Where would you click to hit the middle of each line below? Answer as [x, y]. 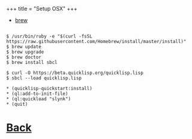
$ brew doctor [24, 57]
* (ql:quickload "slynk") [38, 99]
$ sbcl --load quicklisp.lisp [44, 78]
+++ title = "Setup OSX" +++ [42, 9]
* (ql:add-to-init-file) [37, 94]
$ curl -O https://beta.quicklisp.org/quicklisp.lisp [75, 73]
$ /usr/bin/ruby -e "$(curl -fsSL [49, 36]
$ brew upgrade [25, 52]
